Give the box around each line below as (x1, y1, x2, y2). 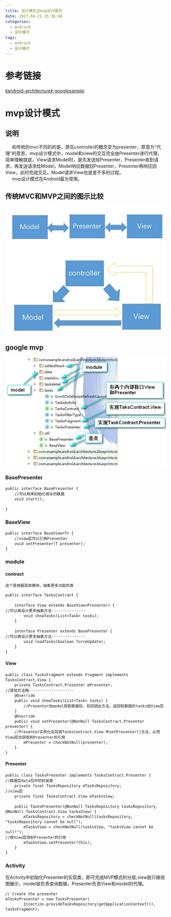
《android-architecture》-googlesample (5, 87, 85, 94)
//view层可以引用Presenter (14, 536, 68, 541)
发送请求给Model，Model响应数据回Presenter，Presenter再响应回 (18, 163, 157, 169)
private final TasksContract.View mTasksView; (14, 794, 115, 799)
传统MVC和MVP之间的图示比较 (5, 192, 104, 201)
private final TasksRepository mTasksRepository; (14, 783, 122, 788)
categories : (5, 19, 31, 24)
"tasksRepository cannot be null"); (5, 819, 83, 824)
